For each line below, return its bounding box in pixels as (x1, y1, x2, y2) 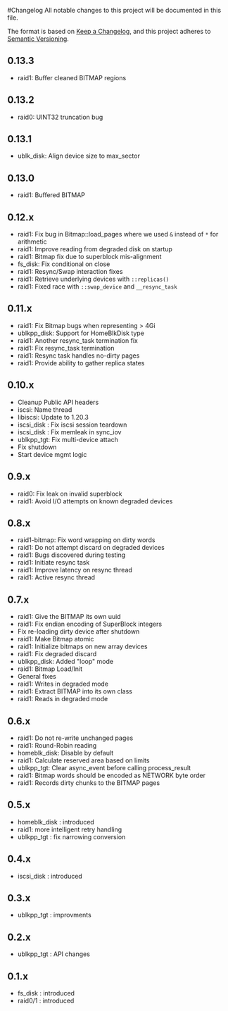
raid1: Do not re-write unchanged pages (17, 734, 134, 742)
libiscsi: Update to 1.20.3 (17, 413, 89, 421)
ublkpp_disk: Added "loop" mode (17, 658, 114, 666)
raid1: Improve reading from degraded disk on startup (17, 245, 172, 253)
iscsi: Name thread (17, 405, 72, 414)
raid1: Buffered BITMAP (17, 191, 86, 199)
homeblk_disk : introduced (17, 817, 95, 826)
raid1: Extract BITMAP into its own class (17, 687, 132, 696)
